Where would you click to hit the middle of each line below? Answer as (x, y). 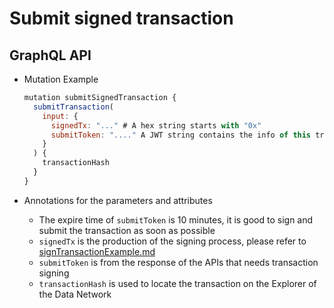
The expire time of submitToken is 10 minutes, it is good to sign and (176, 219)
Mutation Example (61, 79)
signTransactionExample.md (97, 251)
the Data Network (75, 294)
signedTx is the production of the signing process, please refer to (172, 241)
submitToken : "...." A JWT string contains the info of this (181, 135)
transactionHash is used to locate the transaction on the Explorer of (177, 283)
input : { (60, 116)
